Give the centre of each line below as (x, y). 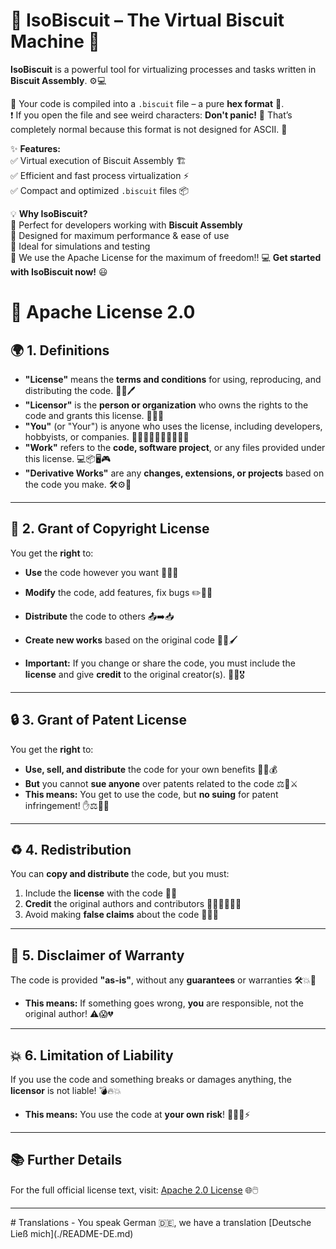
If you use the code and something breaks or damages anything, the (151, 1079)
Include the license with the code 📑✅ (101, 893)
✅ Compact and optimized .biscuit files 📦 (100, 190)
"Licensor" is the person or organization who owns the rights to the (166, 405)
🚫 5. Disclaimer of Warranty (97, 955)
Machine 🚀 (55, 41)
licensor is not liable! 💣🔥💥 (66, 1090)
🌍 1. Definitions (60, 350)
